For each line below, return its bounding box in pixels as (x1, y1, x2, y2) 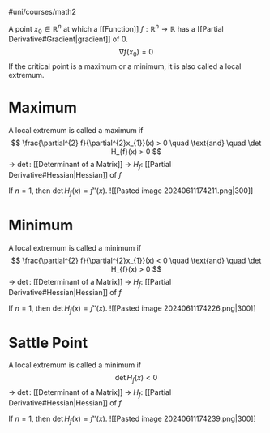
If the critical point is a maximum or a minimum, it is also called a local (8, 62, 242, 71)
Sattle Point (8, 333, 88, 352)
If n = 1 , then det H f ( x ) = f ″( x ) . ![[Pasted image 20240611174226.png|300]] (8, 303, 257, 315)
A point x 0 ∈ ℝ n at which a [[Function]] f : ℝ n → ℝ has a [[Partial (8, 23, 225, 36)
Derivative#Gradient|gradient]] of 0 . (8, 34, 128, 44)
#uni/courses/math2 (8, 7, 77, 16)
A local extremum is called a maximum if (8, 126, 144, 135)
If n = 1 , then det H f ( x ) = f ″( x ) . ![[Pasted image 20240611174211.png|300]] (8, 186, 254, 197)
